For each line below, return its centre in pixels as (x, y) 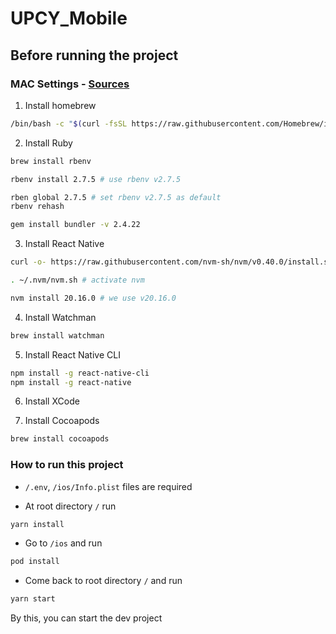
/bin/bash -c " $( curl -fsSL (69, 123)
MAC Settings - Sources (70, 84)
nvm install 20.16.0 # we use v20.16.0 (93, 298)
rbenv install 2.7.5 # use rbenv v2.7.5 (96, 179)
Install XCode (52, 401)
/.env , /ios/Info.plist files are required (108, 486)
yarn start (33, 599)
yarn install (37, 524)
